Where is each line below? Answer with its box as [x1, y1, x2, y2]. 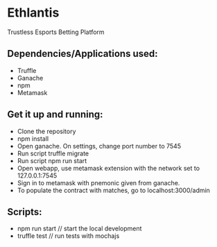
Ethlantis [7, 5, 60, 21]
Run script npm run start [17, 156, 87, 164]
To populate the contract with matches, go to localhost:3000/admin [17, 186, 210, 194]
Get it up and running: [7, 109, 103, 121]
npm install [17, 134, 49, 143]
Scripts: [7, 206, 42, 218]
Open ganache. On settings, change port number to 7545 [17, 142, 182, 150]
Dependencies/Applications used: [7, 48, 158, 60]
